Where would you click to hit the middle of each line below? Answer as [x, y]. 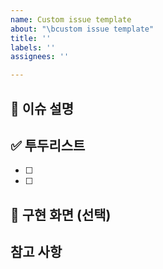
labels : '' [33, 47]
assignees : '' [40, 57]
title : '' [31, 38]
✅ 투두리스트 [48, 145]
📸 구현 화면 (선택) [61, 214]
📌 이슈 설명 [42, 108]
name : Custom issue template [71, 19]
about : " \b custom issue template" [82, 29]
